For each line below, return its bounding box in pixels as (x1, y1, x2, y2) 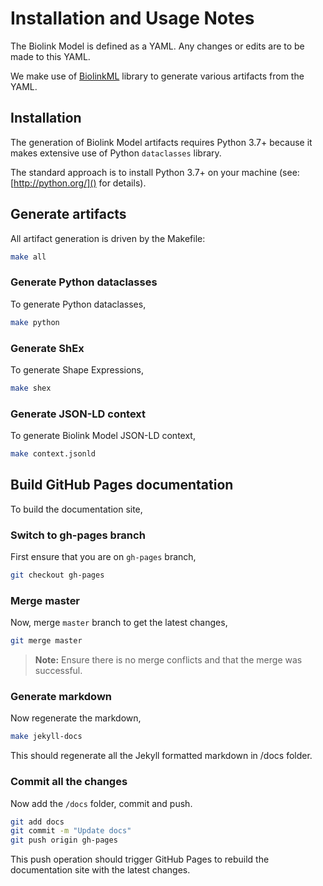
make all (10, 252, 47, 262)
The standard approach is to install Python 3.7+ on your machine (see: (10, 166, 300, 178)
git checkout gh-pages (10, 570, 105, 581)
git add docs (10, 817, 65, 827)
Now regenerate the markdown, (10, 712, 142, 724)
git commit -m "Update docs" (10, 826, 132, 836)
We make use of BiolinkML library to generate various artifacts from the (10, 70, 305, 82)
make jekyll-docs (10, 732, 83, 742)
